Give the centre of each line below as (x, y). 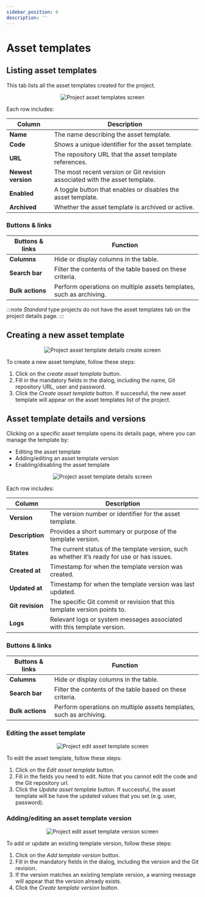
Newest (21, 172)
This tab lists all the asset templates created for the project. (81, 85)
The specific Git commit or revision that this (112, 602)
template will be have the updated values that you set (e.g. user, (95, 796)
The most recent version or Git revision (110, 172)
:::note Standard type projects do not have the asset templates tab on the (99, 309)
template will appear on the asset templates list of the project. (93, 400)
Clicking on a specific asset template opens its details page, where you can (101, 434)
